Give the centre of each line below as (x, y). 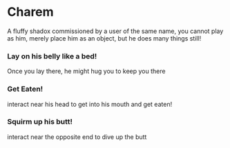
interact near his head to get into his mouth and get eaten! (90, 104)
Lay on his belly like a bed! (52, 56)
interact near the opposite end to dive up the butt (77, 137)
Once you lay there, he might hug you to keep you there (86, 71)
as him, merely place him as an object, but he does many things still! (104, 38)
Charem (30, 12)
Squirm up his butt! (40, 122)
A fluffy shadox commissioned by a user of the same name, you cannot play (115, 31)
